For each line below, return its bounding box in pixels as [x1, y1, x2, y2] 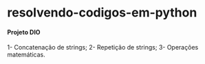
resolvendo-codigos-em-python [7, 5, 197, 21]
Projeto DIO [7, 28, 41, 36]
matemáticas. [7, 50, 46, 59]
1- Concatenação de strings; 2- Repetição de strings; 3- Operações [7, 43, 199, 52]
